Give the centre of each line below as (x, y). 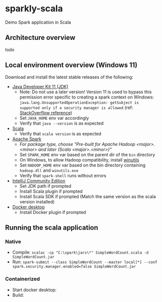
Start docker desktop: (34, 290)
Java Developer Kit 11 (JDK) (40, 86)
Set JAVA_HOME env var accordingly (54, 118)
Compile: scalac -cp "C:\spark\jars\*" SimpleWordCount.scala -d (80, 252)
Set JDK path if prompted (45, 186)
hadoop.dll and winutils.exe (49, 170)
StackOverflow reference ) (46, 113)
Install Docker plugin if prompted (53, 212)
